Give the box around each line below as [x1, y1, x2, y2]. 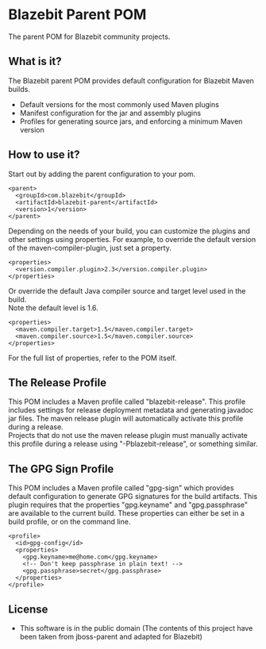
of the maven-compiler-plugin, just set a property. [8, 243, 172, 252]
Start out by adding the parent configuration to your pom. [8, 169, 196, 179]
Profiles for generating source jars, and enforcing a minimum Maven [19, 117, 243, 126]
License [8, 602, 48, 616]
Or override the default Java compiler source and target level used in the [8, 286, 246, 295]
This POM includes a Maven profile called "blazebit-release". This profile [8, 397, 246, 406]
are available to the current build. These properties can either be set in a [8, 509, 245, 518]
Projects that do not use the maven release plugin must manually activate [8, 431, 249, 440]
